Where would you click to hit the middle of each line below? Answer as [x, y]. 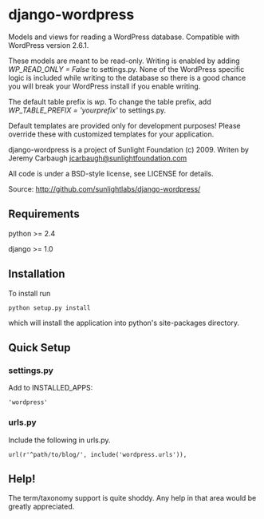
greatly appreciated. [41, 507]
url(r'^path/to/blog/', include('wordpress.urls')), [98, 454]
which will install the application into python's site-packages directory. [124, 323]
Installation [37, 274]
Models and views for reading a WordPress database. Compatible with [124, 37]
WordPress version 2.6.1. [49, 45]
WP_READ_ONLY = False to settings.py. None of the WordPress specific [126, 69]
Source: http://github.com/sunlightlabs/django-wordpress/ [104, 188]
